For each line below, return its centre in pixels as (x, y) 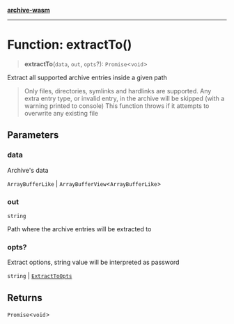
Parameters (33, 135)
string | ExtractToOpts (40, 276)
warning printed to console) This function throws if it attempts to (117, 106)
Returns (25, 298)
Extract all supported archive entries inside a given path (87, 77)
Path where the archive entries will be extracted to (79, 229)
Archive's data (28, 170)
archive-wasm (29, 10)
